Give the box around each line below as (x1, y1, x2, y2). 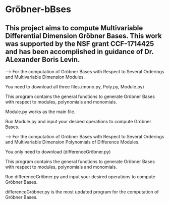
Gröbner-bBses (5, 4, 72, 15)
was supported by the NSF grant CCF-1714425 (5, 39, 154, 48)
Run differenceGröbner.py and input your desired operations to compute (5, 174, 155, 180)
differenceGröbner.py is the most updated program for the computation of (5, 189, 159, 195)
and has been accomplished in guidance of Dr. (5, 47, 154, 56)
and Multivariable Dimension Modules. (5, 74, 85, 80)
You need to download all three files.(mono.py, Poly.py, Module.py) (5, 84, 145, 89)
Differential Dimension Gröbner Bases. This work (5, 31, 162, 40)
